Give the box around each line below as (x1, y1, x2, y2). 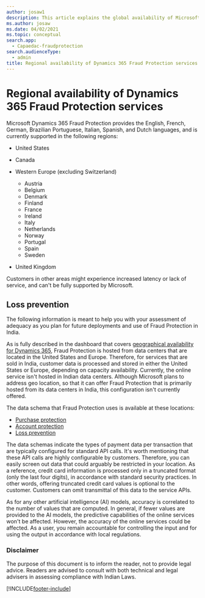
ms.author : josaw (6, 20, 51, 26)
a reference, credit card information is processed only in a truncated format (6, 467, 196, 474)
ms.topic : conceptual (6, 32, 62, 38)
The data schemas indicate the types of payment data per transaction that (6, 441, 193, 448)
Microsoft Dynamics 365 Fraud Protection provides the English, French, (6, 120, 186, 127)
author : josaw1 (6, 9, 45, 15)
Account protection (15, 423, 64, 430)
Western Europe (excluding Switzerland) (15, 168, 117, 175)
